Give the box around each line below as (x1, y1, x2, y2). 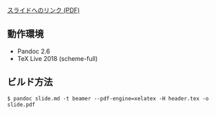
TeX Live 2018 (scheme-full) (17, 54, 98, 62)
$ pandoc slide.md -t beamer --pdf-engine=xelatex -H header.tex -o (7, 95, 209, 102)
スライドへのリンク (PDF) (7, 6, 80, 14)
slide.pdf (7, 101, 36, 108)
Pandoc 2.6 (17, 47, 51, 55)
